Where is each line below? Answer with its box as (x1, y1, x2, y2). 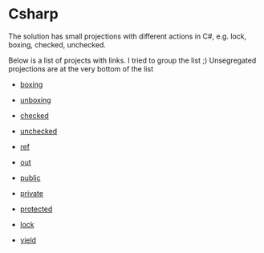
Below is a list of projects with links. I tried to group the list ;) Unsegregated (8, 55, 257, 65)
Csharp (8, 5, 59, 23)
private (19, 188, 44, 198)
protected (19, 204, 53, 214)
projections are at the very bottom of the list (8, 63, 154, 73)
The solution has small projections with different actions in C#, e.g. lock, (8, 31, 247, 41)
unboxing (19, 95, 51, 104)
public (19, 173, 41, 182)
